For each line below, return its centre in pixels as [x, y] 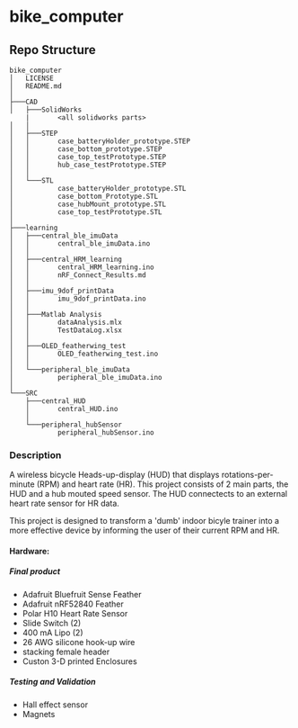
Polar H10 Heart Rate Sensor [75, 613]
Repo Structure [53, 50]
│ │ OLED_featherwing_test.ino [84, 354]
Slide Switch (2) [52, 623]
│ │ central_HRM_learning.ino [82, 267]
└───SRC [24, 393]
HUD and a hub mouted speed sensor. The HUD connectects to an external [149, 494]
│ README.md [36, 86]
